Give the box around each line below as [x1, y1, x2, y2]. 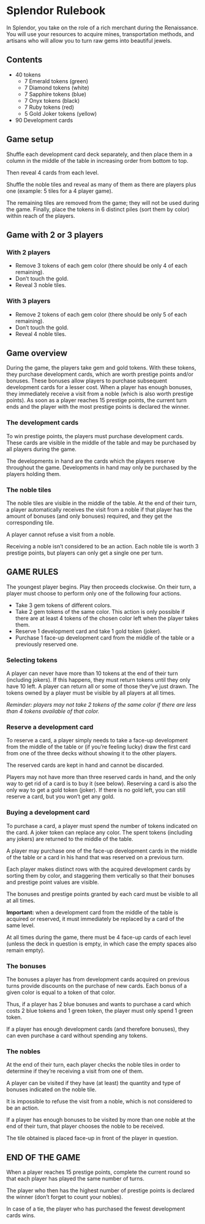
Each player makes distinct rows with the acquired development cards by [6, 865, 191, 873]
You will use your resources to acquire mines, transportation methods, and [6, 30, 195, 37]
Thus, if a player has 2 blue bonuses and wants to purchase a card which [6, 1000, 191, 1007]
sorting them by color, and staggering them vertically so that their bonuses [6, 871, 195, 879]
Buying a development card [6, 808, 90, 817]
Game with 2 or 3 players [6, 229, 103, 240]
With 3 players [6, 297, 51, 305]
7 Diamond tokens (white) [24, 84, 90, 91]
